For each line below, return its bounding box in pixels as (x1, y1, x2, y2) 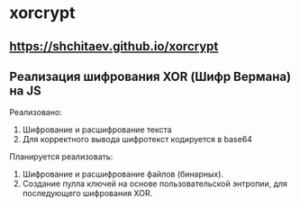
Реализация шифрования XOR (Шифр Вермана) (9, 68, 291, 84)
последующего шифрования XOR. (22, 188, 153, 199)
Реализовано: (9, 107, 63, 118)
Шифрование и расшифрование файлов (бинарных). (22, 169, 223, 180)
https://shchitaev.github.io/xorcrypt (9, 39, 219, 54)
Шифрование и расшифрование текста (22, 124, 173, 135)
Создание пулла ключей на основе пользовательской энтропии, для (22, 178, 288, 189)
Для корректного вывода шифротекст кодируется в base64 (22, 134, 252, 145)
